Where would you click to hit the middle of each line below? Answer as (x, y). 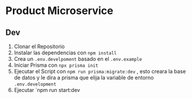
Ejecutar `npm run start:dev (47, 90)
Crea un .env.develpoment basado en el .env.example (78, 59)
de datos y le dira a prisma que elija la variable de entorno (84, 78)
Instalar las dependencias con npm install (65, 53)
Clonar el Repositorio (39, 46)
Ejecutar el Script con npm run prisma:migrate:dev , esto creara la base (100, 71)
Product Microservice (59, 11)
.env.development (35, 84)
